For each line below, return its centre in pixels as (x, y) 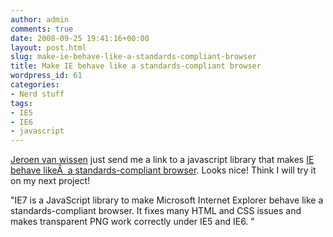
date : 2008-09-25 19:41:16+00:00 (80, 38)
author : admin (40, 19)
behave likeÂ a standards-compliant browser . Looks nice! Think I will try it (163, 170)
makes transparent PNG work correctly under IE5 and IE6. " (132, 222)
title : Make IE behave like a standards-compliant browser (136, 66)
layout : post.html (48, 47)
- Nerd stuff (37, 94)
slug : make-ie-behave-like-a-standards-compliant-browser (133, 57)
